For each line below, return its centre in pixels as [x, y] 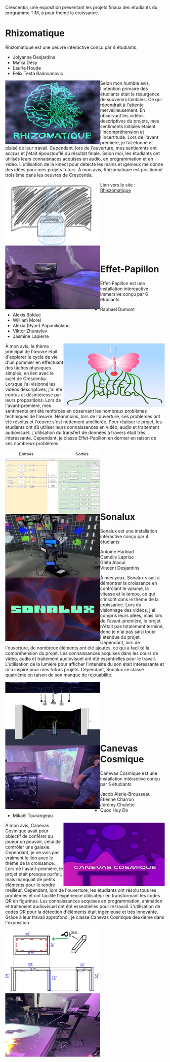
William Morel [27, 320]
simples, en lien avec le [30, 373]
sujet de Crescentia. [26, 379]
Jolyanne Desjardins [34, 57]
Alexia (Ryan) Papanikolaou [41, 325]
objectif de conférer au [29, 836]
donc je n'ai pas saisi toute [128, 632]
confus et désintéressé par [33, 395]
